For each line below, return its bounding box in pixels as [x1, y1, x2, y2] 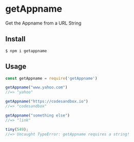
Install [5, 35, 26, 43]
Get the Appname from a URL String [5, 20, 82, 26]
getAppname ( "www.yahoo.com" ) [5, 85, 68, 90]
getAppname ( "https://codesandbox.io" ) [5, 99, 88, 104]
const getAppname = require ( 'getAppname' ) [5, 76, 98, 81]
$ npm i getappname [5, 48, 47, 54]
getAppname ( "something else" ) [5, 113, 70, 118]
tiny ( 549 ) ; [5, 127, 29, 132]
